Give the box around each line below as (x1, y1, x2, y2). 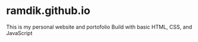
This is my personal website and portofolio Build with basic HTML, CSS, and (6, 23, 192, 30)
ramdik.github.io (6, 4, 90, 17)
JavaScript (6, 29, 33, 36)
